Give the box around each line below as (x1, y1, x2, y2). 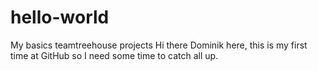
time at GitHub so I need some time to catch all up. (10, 49, 219, 61)
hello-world (10, 6, 110, 29)
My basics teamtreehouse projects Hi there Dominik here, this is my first (10, 39, 308, 51)
